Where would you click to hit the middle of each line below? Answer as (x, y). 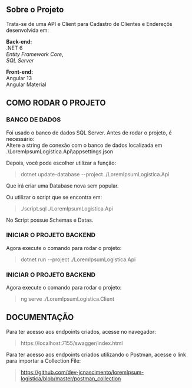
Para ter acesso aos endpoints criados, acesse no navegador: (81, 331)
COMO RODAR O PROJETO (56, 103)
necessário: (20, 139)
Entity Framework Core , (35, 54)
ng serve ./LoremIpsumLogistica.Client (67, 299)
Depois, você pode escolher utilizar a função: (61, 163)
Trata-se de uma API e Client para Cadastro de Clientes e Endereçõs (89, 24)
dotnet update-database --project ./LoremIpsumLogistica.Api (95, 174)
